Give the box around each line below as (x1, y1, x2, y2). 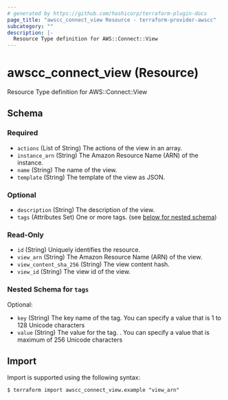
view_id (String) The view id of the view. (16, 268, 131, 276)
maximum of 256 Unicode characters (16, 336, 123, 344)
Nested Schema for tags (7, 285, 89, 294)
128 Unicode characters (16, 320, 85, 329)
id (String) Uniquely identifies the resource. (16, 246, 141, 254)
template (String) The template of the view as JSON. (16, 173, 166, 181)
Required (7, 128, 38, 138)
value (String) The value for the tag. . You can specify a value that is (16, 328, 210, 336)
